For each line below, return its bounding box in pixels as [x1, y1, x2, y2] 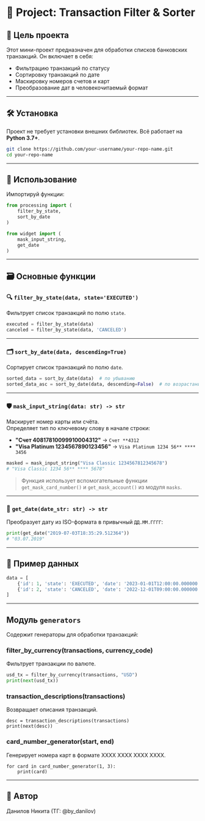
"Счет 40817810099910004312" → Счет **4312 [15, 436, 139, 444]
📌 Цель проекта [6, 30, 69, 40]
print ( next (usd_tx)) [6, 678, 59, 684]
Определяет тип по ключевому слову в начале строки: [6, 425, 151, 432]
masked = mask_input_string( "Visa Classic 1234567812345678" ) [6, 460, 168, 466]
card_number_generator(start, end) [6, 738, 115, 746]
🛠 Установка [6, 108, 59, 119]
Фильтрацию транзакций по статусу [15, 64, 110, 72]
